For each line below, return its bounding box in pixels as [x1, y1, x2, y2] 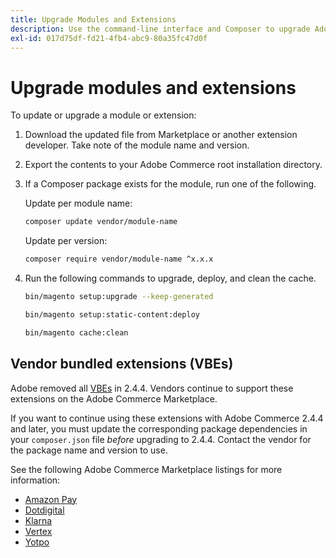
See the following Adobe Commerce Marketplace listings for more [10, 463, 283, 475]
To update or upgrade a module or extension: [10, 109, 197, 121]
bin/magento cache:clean [24, 327, 129, 338]
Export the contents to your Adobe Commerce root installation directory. [24, 159, 323, 171]
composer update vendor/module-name [24, 217, 178, 227]
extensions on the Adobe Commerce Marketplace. [10, 392, 218, 405]
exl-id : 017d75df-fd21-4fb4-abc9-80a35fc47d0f [10, 33, 208, 43]
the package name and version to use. [10, 444, 168, 456]
